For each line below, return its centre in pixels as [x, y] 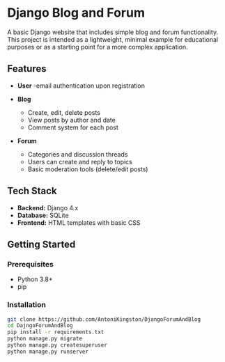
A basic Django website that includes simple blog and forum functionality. [113, 32]
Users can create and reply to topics [80, 162]
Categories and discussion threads [78, 154]
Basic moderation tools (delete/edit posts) [88, 169]
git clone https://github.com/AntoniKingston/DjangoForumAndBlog [104, 319]
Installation [27, 305]
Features [27, 69]
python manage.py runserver [48, 352]
